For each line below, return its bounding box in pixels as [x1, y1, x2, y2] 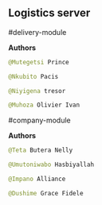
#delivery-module [8, 27, 67, 37]
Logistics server [8, 6, 91, 20]
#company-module [8, 115, 71, 126]
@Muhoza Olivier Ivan [8, 101, 80, 110]
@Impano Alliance [8, 175, 66, 184]
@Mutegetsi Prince [8, 58, 69, 66]
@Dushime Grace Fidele [8, 189, 84, 197]
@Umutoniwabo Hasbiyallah [8, 161, 94, 169]
